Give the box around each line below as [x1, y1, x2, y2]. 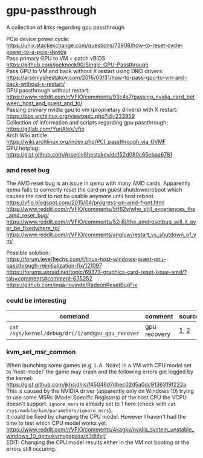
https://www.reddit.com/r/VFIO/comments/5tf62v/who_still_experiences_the [6, 205, 196, 213]
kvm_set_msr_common [6, 348, 76, 356]
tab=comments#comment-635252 [6, 275, 92, 282]
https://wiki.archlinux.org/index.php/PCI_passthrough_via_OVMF [6, 138, 166, 145]
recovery [144, 330, 171, 338]
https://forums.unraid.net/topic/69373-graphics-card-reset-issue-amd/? [6, 268, 187, 276]
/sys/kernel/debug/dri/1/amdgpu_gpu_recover [9, 330, 140, 337]
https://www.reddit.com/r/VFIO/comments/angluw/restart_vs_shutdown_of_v [6, 231, 196, 239]
